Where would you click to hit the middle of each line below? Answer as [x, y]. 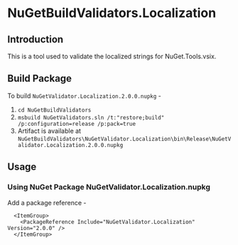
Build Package [40, 78]
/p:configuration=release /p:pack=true [77, 124]
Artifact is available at [49, 131]
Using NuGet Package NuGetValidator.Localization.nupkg [109, 187]
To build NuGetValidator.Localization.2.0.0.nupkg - [85, 96]
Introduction [36, 39]
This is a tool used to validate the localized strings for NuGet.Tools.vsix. [112, 56]
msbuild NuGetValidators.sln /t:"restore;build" [91, 118]
